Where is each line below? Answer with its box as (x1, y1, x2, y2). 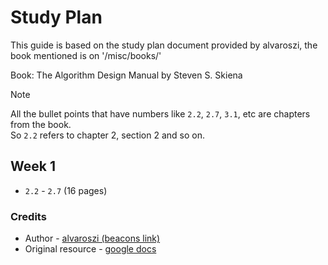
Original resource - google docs (24, 243, 157, 255)
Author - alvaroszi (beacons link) (24, 232, 161, 245)
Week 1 (10, 158, 56, 175)
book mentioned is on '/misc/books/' (10, 49, 162, 61)
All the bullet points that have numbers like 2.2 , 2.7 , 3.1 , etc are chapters (10, 107, 311, 120)
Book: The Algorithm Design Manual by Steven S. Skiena (10, 69, 243, 81)
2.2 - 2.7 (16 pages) (24, 184, 108, 196)
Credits (10, 209, 47, 223)
